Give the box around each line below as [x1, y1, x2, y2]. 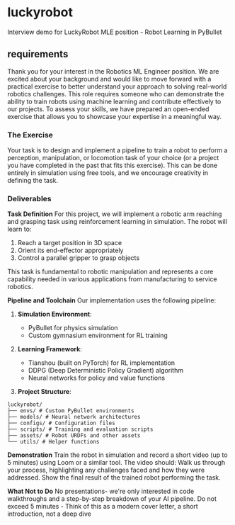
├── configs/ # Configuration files [7, 419, 115, 427]
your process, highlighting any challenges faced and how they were [7, 465, 205, 475]
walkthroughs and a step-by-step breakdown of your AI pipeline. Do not [7, 495, 217, 503]
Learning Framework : [17, 345, 83, 354]
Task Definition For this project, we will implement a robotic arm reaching [7, 210, 222, 218]
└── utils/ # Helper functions [7, 439, 100, 446]
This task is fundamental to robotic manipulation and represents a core [7, 267, 214, 276]
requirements [7, 48, 69, 60]
